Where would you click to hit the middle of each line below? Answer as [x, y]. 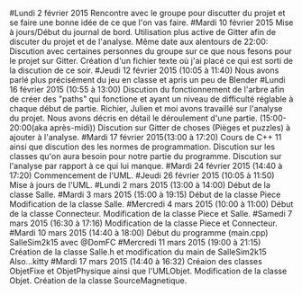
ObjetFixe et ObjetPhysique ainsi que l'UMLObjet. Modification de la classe [148, 271]
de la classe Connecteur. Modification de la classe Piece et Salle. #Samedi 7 [151, 214]
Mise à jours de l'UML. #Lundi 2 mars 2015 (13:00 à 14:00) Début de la [140, 185]
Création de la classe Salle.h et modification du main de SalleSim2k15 [138, 252]
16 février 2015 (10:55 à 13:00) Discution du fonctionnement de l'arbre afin [147, 89]
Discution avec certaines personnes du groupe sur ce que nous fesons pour [151, 51]
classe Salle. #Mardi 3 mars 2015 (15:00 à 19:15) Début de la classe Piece [145, 194]
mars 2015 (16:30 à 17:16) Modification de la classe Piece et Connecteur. [143, 223]
